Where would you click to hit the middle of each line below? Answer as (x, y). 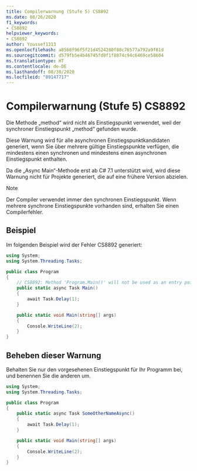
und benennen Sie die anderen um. (48, 376)
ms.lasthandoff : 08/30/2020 (40, 72)
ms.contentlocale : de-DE (36, 66)
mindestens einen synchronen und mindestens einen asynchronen (86, 153)
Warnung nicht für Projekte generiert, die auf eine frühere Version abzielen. (97, 177)
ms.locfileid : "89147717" (38, 77)
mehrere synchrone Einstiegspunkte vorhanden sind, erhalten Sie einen (92, 206)
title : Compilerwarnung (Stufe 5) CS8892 (57, 11)
